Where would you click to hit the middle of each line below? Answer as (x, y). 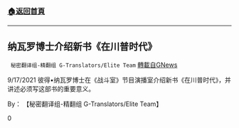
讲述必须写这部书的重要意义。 (51, 89)
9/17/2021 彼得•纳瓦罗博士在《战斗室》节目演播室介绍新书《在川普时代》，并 (119, 80)
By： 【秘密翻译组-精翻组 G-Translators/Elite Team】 (85, 104)
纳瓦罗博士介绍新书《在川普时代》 (82, 47)
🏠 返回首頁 (26, 11)
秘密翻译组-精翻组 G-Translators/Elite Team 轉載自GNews (94, 65)
